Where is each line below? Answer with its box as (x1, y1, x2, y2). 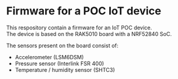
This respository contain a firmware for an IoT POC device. (6, 24, 153, 31)
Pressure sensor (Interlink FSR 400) (14, 60, 104, 67)
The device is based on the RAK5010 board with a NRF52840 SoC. (6, 30, 172, 37)
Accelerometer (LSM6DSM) (14, 53, 84, 60)
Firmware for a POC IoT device (6, 4, 162, 18)
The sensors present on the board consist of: (6, 42, 119, 49)
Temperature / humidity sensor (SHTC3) (14, 66, 115, 73)
